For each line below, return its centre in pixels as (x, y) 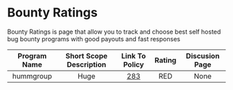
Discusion (203, 56)
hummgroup (32, 76)
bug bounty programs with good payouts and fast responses (94, 38)
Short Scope (87, 56)
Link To (133, 56)
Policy (133, 65)
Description (86, 65)
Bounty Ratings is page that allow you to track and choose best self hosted (114, 32)
